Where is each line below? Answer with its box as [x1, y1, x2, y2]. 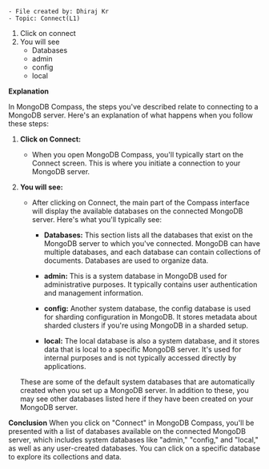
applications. [43, 362, 86, 371]
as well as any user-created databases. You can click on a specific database [8, 443, 261, 453]
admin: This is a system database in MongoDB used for [43, 272, 228, 280]
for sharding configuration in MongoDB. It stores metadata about [43, 312, 258, 321]
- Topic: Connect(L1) [8, 14, 81, 22]
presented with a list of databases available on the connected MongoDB [8, 427, 247, 435]
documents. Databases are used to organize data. [43, 256, 209, 265]
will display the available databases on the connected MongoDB [31, 206, 243, 216]
